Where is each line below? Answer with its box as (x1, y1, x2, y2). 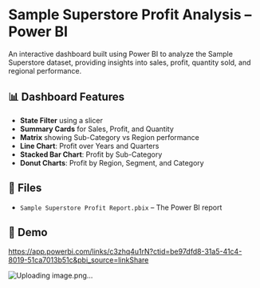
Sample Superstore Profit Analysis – (8, 6, 252, 24)
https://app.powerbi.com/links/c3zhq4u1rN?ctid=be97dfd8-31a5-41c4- (8, 246, 242, 257)
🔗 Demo (8, 226, 48, 239)
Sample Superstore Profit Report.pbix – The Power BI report (19, 202, 223, 212)
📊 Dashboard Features (8, 90, 125, 104)
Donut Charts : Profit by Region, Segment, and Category (19, 158, 205, 167)
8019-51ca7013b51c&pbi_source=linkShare (8, 255, 149, 265)
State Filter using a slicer (19, 115, 104, 125)
